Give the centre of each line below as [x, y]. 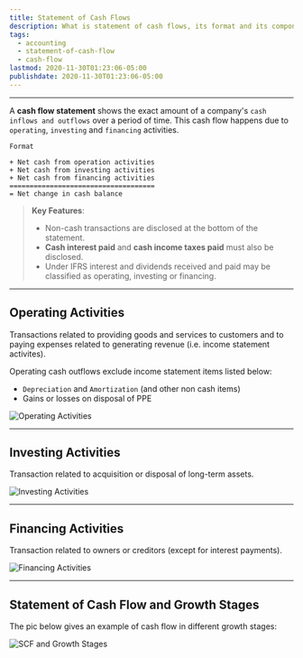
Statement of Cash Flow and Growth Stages [134, 604]
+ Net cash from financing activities [82, 178]
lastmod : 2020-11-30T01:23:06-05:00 [78, 69]
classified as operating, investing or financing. [130, 275]
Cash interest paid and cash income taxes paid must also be [159, 247]
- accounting [42, 43]
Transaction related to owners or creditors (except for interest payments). [146, 551]
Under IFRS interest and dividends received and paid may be [157, 266]
